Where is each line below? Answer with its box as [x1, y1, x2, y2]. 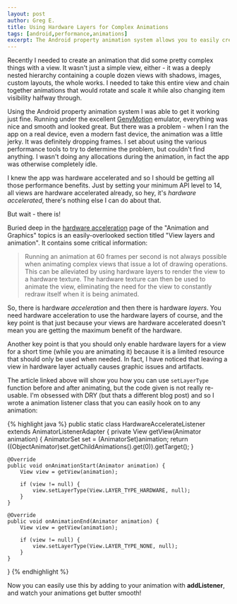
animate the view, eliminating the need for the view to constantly [24, 282, 212, 291]
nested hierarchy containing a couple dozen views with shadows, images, [7, 71, 222, 80]
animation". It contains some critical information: [7, 238, 148, 248]
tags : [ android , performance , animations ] [7, 30, 128, 37]
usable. [7, 391, 29, 400]
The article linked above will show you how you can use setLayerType [7, 376, 209, 385]
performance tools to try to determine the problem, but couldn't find [7, 145, 205, 153]
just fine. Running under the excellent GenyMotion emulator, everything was [7, 115, 228, 124]
